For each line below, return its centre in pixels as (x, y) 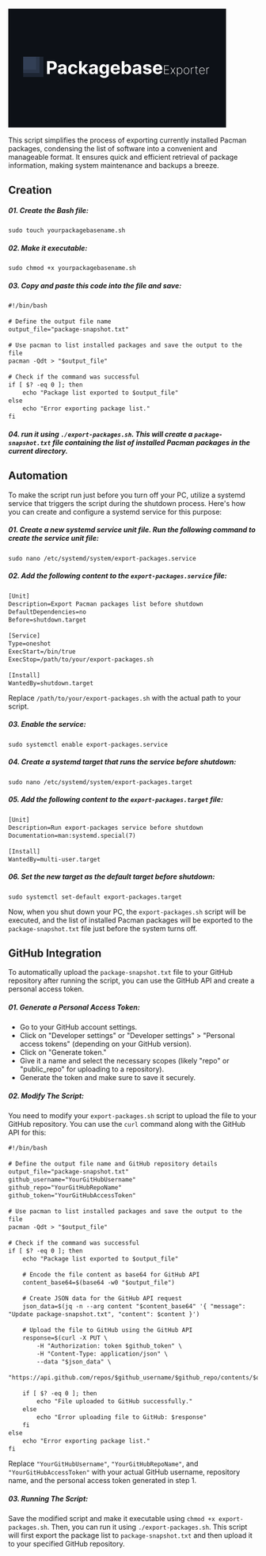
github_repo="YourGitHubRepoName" (65, 1188)
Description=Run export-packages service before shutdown (106, 827)
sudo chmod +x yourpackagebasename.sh (72, 268)
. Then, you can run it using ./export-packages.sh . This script (147, 1527)
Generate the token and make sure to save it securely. (108, 1078)
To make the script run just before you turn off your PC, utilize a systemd (127, 495)
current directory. (38, 451)
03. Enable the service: (47, 725)
